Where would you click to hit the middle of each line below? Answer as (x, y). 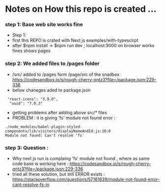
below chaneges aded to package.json (51, 90)
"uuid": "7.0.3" (26, 103)
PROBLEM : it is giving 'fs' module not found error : (64, 118)
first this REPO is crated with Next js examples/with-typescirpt (75, 40)
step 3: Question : (27, 148)
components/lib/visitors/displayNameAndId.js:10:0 (58, 131)
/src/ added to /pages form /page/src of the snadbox (66, 74)
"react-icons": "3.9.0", (32, 99)
